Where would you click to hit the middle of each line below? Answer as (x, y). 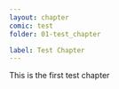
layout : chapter (39, 17)
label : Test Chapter (48, 50)
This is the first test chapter (59, 76)
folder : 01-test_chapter (55, 34)
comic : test (31, 26)
